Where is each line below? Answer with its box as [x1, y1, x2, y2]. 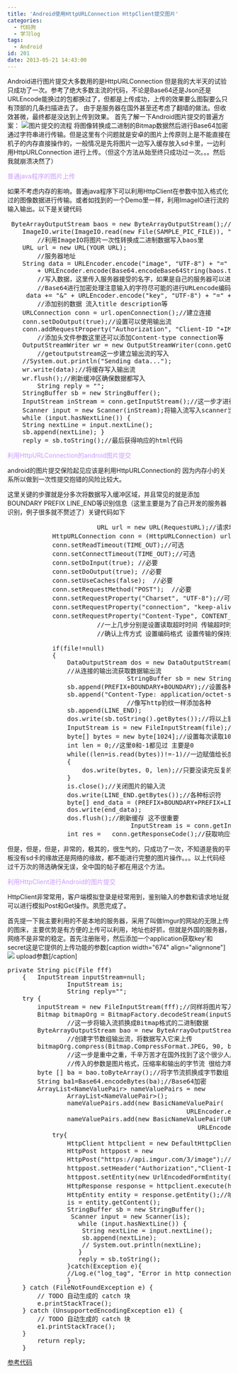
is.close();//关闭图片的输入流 [67, 782, 166, 790]
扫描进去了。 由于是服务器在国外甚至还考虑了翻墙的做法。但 [44, 104, 220, 112]
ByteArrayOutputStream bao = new [37, 1026, 154, 1034]
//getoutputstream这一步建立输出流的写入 [37, 349, 169, 357]
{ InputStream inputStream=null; [22, 973, 146, 981]
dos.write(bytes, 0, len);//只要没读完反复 [81, 766, 227, 774]
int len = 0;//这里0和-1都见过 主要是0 [67, 741, 195, 749]
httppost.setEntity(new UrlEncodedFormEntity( [67, 1173, 232, 1181]
